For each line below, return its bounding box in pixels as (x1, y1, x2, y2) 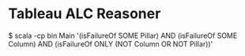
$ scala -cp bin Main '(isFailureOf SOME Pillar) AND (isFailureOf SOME (8, 31, 238, 40)
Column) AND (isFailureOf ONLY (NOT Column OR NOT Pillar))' (8, 39, 213, 48)
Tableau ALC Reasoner (8, 5, 161, 23)
